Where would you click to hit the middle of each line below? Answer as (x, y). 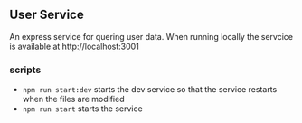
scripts (25, 70)
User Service (47, 15)
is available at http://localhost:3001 (75, 46)
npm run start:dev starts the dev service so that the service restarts (150, 90)
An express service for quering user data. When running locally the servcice (151, 36)
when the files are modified (73, 99)
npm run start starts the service (82, 109)
